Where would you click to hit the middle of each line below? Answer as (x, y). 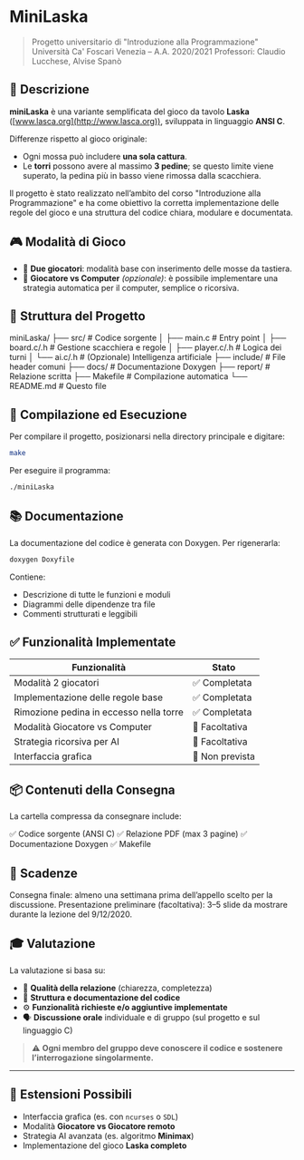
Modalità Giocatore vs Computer (83, 727)
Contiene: (28, 577)
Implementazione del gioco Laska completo (104, 1145)
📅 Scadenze (44, 873)
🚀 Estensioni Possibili (71, 1095)
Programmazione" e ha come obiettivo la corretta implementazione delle (144, 202)
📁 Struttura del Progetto (78, 316)
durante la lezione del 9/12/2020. (71, 914)
